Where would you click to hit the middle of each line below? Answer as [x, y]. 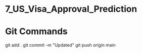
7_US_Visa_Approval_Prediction [71, 9]
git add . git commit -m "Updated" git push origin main [61, 45]
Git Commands [36, 32]
